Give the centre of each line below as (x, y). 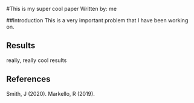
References (28, 79)
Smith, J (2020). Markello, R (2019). (50, 93)
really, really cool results (37, 60)
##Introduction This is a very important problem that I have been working (97, 20)
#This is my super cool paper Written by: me (61, 9)
